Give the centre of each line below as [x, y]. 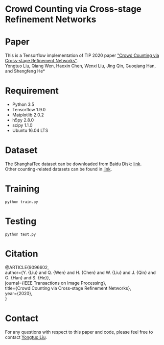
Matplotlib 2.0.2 [28, 115]
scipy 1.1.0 [22, 125]
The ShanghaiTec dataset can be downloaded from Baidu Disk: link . [73, 164]
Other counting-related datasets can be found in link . [59, 169]
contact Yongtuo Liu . [26, 337]
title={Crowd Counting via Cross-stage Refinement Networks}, [68, 288]
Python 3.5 [23, 104]
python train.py [22, 202]
